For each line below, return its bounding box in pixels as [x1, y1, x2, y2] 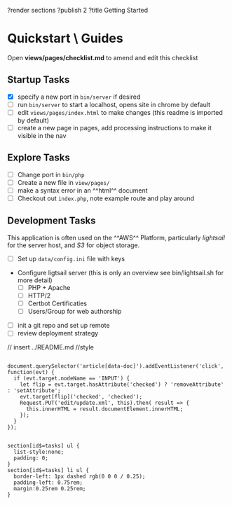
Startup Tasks [7, 74, 70, 86]
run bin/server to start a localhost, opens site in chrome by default [17, 100, 211, 109]
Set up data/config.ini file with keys [17, 254, 125, 263]
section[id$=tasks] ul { [7, 443, 80, 450]
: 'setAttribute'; [7, 387, 61, 394]
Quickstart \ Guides [7, 31, 124, 46]
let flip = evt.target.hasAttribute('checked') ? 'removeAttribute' [20, 381, 224, 388]
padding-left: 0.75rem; [13, 479, 83, 486]
